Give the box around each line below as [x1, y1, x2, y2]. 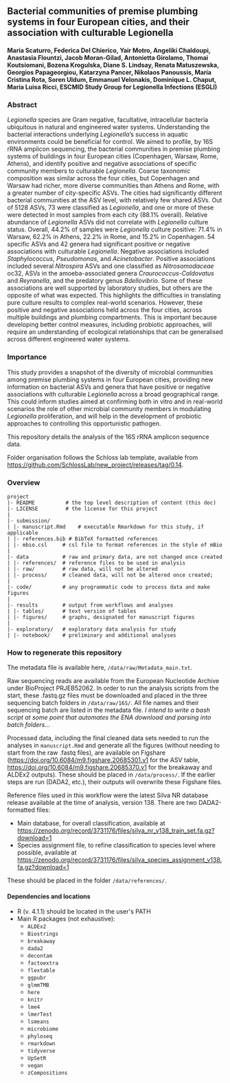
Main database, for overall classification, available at [16, 819, 166, 828]
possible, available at [16, 848, 77, 856]
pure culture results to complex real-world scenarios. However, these [7, 299, 203, 307]
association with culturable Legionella [7, 27, 174, 39]
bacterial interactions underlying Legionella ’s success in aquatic [7, 130, 189, 138]
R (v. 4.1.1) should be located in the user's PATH [16, 907, 151, 916]
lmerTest [27, 1011, 53, 1018]
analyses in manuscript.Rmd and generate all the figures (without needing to [7, 742, 220, 750]
